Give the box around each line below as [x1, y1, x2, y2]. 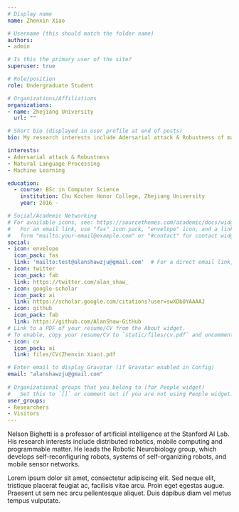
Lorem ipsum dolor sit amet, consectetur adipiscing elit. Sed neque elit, [7, 474, 216, 482]
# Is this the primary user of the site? [7, 56, 132, 63]
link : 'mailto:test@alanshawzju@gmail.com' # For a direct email [14, 259, 215, 266]
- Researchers [7, 403, 50, 411]
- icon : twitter [7, 265, 55, 272]
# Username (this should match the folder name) [7, 30, 154, 37]
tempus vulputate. [7, 496, 60, 505]
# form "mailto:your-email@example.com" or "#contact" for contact [7, 232, 218, 239]
